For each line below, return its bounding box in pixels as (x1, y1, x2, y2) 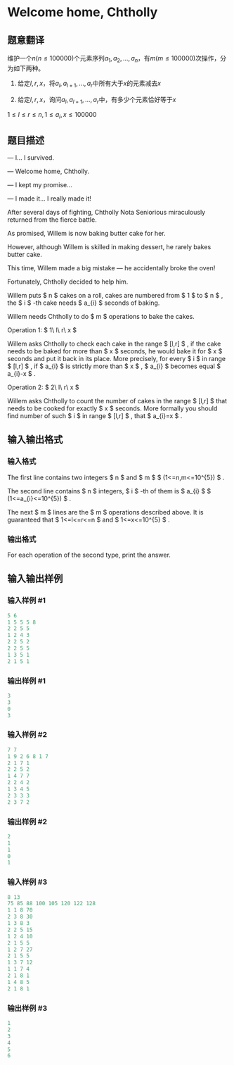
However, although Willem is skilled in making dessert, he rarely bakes (7, 243, 212, 251)
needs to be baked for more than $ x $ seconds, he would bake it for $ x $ (7, 347, 223, 355)
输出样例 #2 (7, 817, 48, 826)
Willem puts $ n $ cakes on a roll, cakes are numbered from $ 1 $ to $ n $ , (7, 291, 223, 299)
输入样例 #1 (7, 595, 46, 605)
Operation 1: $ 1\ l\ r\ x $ (7, 326, 77, 334)
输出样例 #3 (7, 1003, 48, 1013)
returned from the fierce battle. (7, 215, 97, 224)
